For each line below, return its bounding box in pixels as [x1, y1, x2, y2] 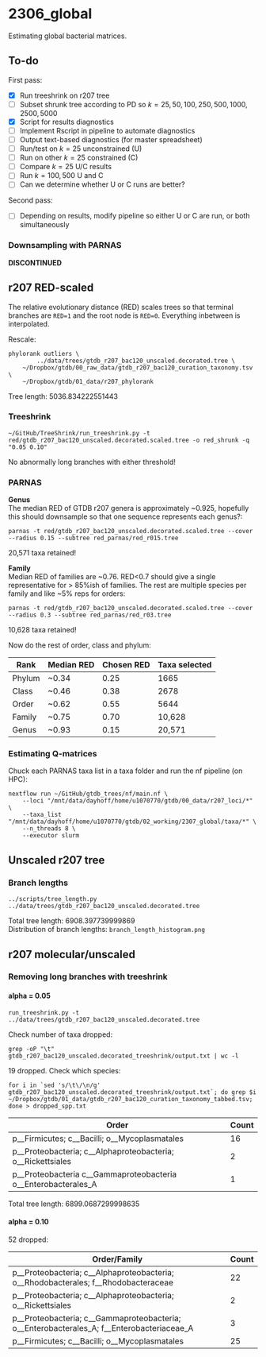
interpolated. [8, 319, 50, 328]
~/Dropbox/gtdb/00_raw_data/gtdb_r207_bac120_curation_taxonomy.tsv [22, 363, 253, 372]
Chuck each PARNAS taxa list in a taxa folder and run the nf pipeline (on [8, 766, 243, 775]
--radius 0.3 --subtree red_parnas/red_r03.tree [8, 611, 172, 620]
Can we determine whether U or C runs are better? [19, 180, 185, 189]
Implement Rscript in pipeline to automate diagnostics [19, 126, 196, 135]
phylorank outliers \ [8, 350, 80, 358]
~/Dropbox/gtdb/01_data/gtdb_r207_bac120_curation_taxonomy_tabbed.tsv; [8, 1095, 253, 1103]
